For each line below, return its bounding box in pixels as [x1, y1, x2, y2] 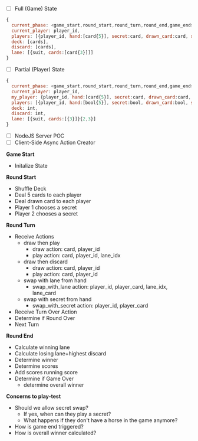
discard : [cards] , [11, 44, 57, 50]
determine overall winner [23, 381, 84, 388]
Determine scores [14, 362, 58, 370]
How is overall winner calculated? [14, 429, 97, 436]
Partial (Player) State [14, 66, 65, 73]
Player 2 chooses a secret [14, 210, 78, 217]
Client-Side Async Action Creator [14, 139, 95, 146]
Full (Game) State [14, 5, 57, 12]
